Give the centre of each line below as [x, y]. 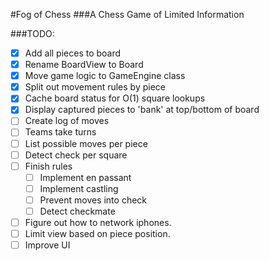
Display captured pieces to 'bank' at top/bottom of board [142, 110]
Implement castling [79, 188]
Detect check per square [76, 155]
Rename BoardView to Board [84, 65]
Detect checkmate [77, 211]
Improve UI [47, 245]
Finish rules [48, 166]
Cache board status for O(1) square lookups [115, 98]
